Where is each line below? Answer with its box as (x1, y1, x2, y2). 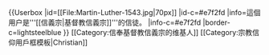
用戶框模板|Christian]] (14, 37, 88, 47)
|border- (202, 18, 230, 27)
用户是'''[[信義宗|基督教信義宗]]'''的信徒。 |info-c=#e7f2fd (8, 18, 202, 27)
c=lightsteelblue (8, 28, 62, 37)
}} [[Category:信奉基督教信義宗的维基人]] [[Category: (63, 28, 238, 37)
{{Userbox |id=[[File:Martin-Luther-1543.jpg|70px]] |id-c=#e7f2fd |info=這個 (8, 8, 261, 17)
